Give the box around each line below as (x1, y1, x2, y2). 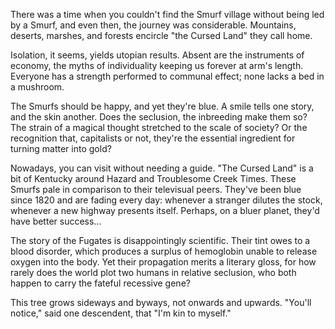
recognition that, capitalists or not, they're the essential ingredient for (10, 132, 296, 144)
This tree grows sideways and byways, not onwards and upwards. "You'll (10, 297, 312, 308)
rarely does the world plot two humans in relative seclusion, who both (10, 267, 297, 278)
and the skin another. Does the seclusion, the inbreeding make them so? (10, 111, 308, 123)
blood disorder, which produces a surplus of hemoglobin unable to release (10, 245, 318, 257)
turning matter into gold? (10, 143, 112, 154)
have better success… (10, 215, 102, 227)
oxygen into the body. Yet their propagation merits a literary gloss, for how (10, 256, 317, 268)
